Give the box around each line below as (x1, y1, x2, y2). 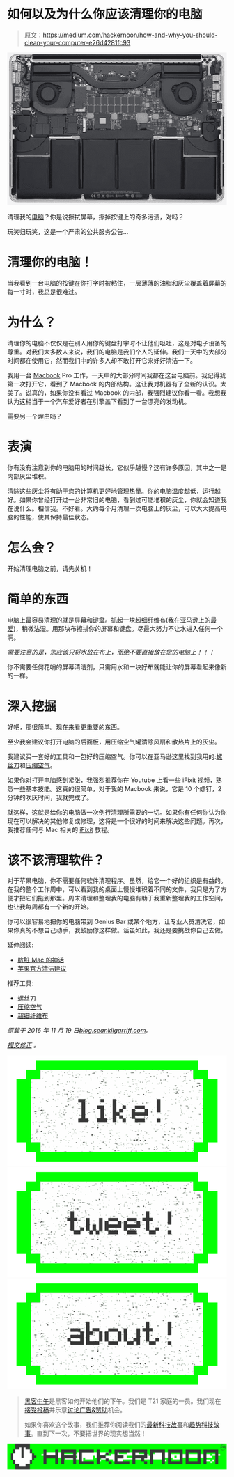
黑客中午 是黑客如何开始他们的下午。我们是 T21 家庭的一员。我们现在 (24, 1397, 221, 1405)
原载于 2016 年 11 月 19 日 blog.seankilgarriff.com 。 (7, 1026, 153, 1035)
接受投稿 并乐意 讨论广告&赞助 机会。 (24, 1405, 127, 1414)
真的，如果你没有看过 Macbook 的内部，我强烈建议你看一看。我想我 (31, 388, 227, 397)
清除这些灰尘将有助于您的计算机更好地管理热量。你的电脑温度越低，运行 (7, 487, 214, 495)
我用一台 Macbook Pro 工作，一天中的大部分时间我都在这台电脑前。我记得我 (7, 370, 226, 380)
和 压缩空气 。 (19, 760, 56, 769)
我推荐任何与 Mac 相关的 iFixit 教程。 (7, 825, 114, 834)
